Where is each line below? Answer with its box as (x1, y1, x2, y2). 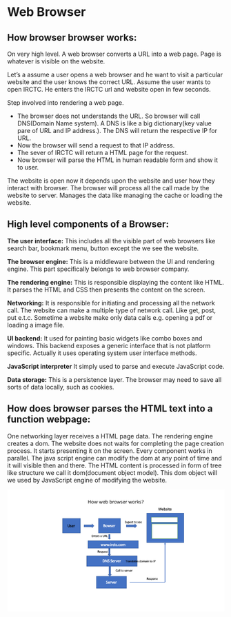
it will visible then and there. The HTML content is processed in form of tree (7, 461, 222, 469)
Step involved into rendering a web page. (7, 99, 124, 107)
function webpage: (7, 414, 91, 425)
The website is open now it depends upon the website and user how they (7, 176, 215, 185)
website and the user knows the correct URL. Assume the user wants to (7, 78, 211, 86)
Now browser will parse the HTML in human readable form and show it (17, 156, 219, 164)
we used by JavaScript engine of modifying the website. (7, 476, 168, 484)
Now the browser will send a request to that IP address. (17, 141, 175, 149)
